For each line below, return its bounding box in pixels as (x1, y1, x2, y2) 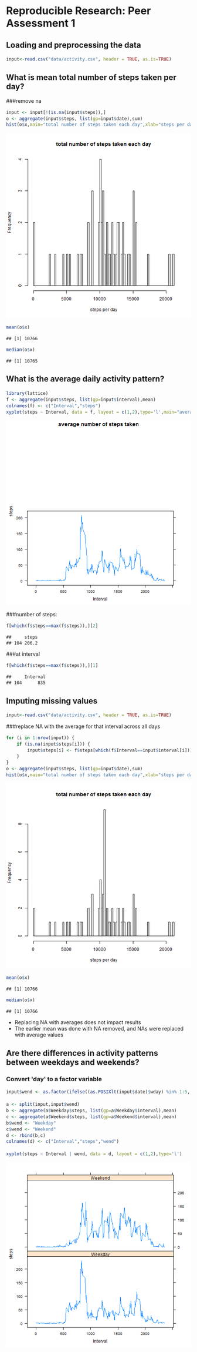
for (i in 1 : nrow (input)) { (6, 734, 75, 741)
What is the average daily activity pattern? (6, 374, 165, 384)
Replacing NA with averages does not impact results (14, 1018, 141, 1026)
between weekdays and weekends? (6, 1058, 140, 1068)
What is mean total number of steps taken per (6, 72, 177, 83)
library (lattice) (6, 390, 49, 396)
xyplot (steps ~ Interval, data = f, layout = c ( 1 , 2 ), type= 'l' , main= (6, 409, 177, 415)
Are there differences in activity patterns (6, 1048, 158, 1058)
